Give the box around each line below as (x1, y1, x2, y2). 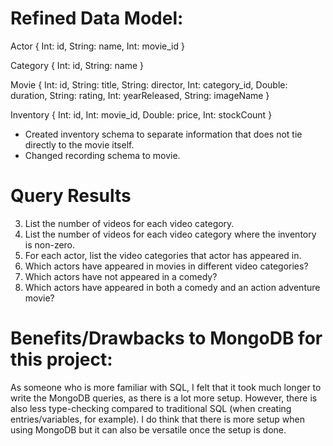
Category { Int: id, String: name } (10, 59, 145, 71)
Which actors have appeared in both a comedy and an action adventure (24, 281, 321, 293)
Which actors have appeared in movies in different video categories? (24, 260, 309, 272)
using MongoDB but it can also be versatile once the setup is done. (10, 423, 287, 436)
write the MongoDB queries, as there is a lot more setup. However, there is (10, 392, 318, 404)
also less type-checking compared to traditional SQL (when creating (10, 402, 292, 414)
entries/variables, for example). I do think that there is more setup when (10, 413, 305, 425)
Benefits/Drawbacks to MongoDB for (10, 327, 323, 350)
